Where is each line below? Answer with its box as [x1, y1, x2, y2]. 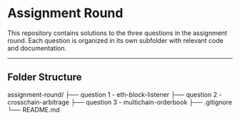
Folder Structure [7, 71, 82, 84]
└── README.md [7, 105, 60, 114]
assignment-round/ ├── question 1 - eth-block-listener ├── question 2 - [7, 90, 222, 99]
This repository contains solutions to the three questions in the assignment [7, 29, 227, 37]
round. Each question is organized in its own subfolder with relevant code [7, 36, 224, 44]
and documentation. [7, 44, 66, 52]
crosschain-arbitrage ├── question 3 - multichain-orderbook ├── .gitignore [7, 98, 232, 106]
